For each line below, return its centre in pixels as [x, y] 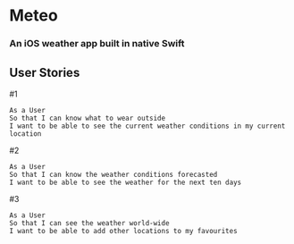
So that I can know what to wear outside [88, 118]
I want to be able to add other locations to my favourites [124, 231]
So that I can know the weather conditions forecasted [113, 174]
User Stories [45, 72]
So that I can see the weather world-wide [89, 223]
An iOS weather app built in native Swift [97, 44]
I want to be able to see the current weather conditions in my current [147, 126]
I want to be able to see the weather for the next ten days [126, 182]
